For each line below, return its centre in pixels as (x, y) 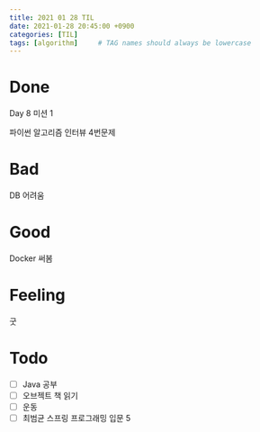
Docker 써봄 (31, 258)
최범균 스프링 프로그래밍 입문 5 (76, 418)
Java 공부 (40, 384)
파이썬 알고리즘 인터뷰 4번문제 (63, 132)
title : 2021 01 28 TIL (52, 18)
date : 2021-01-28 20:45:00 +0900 (72, 26)
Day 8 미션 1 (31, 113)
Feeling (37, 296)
